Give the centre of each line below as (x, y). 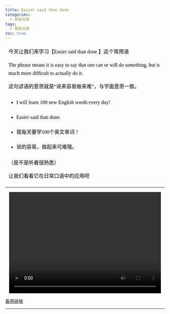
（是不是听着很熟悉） (34, 163)
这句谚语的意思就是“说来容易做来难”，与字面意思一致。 (74, 86)
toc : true (16, 33)
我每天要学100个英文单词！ (48, 132)
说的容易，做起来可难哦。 (47, 147)
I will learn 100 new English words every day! (63, 102)
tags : (11, 24)
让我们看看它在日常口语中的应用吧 (49, 176)
